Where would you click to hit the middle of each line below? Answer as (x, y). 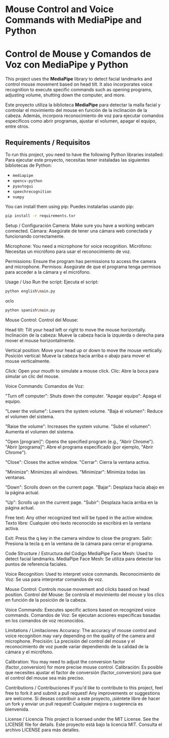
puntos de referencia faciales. (36, 564)
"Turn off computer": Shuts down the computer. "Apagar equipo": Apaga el (83, 396)
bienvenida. (17, 709)
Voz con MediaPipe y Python (67, 65)
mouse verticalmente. (28, 361)
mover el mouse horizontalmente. (40, 340)
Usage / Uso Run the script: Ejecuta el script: (52, 282)
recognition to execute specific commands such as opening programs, (79, 90)
